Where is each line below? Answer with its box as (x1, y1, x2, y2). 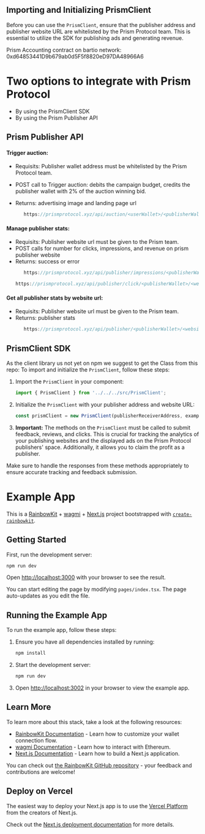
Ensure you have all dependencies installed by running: (15, 638, 155, 645)
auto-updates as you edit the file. (6, 592, 90, 599)
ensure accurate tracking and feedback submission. (6, 468, 138, 475)
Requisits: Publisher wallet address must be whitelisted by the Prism (15, 163, 187, 170)
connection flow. (15, 736, 58, 744)
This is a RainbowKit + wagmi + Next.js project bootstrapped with (6, 510, 171, 518)
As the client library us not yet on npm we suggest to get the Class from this (6, 359, 198, 367)
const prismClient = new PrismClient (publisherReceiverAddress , (15, 413, 183, 419)
